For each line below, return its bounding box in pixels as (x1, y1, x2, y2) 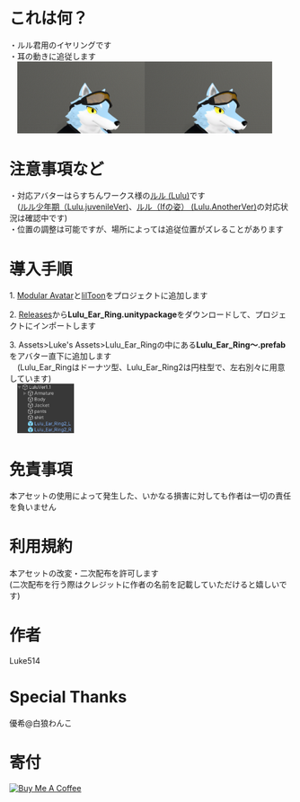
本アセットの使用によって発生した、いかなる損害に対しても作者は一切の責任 (9, 490, 292, 501)
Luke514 (9, 656, 40, 666)
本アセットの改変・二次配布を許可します (9, 568, 159, 579)
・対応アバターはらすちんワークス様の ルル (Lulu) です (9, 190, 206, 201)
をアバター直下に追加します (9, 351, 112, 362)
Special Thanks (9, 687, 128, 708)
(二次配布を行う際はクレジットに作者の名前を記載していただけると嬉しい (9, 579, 280, 590)
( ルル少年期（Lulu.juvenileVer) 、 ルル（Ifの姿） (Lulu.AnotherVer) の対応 (17, 201, 281, 212)
